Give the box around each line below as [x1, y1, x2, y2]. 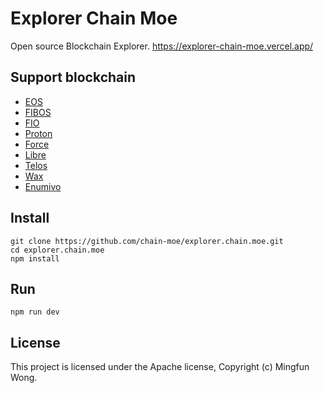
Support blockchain [10, 69, 137, 86]
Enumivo [24, 180, 62, 192]
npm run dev [10, 307, 60, 317]
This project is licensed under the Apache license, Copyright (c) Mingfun [10, 361, 310, 373]
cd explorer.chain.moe [10, 245, 105, 255]
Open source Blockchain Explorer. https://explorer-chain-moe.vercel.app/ [10, 40, 314, 52]
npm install [10, 253, 60, 264]
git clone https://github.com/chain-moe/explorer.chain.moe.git [10, 236, 284, 246]
